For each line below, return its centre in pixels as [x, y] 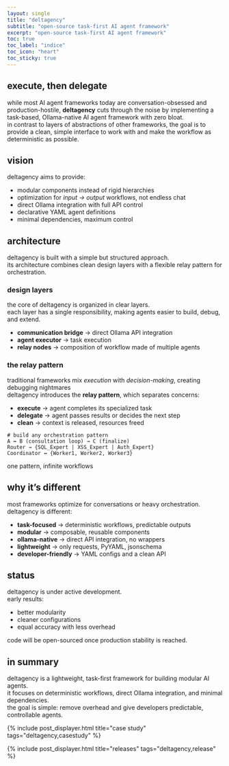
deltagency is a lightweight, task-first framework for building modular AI [108, 678]
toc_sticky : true [32, 58]
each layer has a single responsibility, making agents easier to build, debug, [114, 312]
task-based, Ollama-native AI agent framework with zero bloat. [96, 117]
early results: [26, 599]
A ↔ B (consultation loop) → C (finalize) [68, 441]
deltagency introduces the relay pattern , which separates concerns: [103, 395]
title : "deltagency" [37, 20]
